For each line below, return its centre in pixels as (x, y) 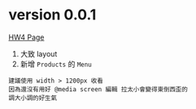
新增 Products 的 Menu (56, 64)
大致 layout (39, 53)
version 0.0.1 (52, 15)
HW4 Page (26, 37)
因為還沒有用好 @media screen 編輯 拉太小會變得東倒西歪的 (98, 89)
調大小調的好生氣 (33, 98)
